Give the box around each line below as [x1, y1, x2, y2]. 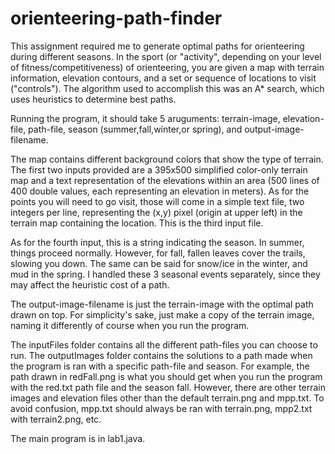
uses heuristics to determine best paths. [10, 93, 177, 105]
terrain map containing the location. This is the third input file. [10, 217, 264, 229]
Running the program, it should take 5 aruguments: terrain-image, [10, 112, 281, 124]
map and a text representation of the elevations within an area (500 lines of [10, 174, 320, 186]
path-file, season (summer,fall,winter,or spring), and [28, 123, 243, 135]
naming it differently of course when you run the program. [10, 319, 250, 331]
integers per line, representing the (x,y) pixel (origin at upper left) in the [10, 206, 303, 218]
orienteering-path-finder [10, 7, 223, 30]
